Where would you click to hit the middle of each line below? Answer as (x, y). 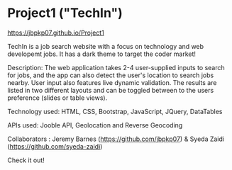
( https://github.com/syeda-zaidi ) (55, 146)
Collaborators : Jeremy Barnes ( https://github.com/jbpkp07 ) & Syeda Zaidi (116, 139)
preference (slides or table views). (57, 98)
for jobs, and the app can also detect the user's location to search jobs (111, 75)
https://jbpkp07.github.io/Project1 (56, 33)
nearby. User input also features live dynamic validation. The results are (112, 82)
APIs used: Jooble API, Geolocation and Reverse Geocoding (95, 125)
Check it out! (26, 160)
